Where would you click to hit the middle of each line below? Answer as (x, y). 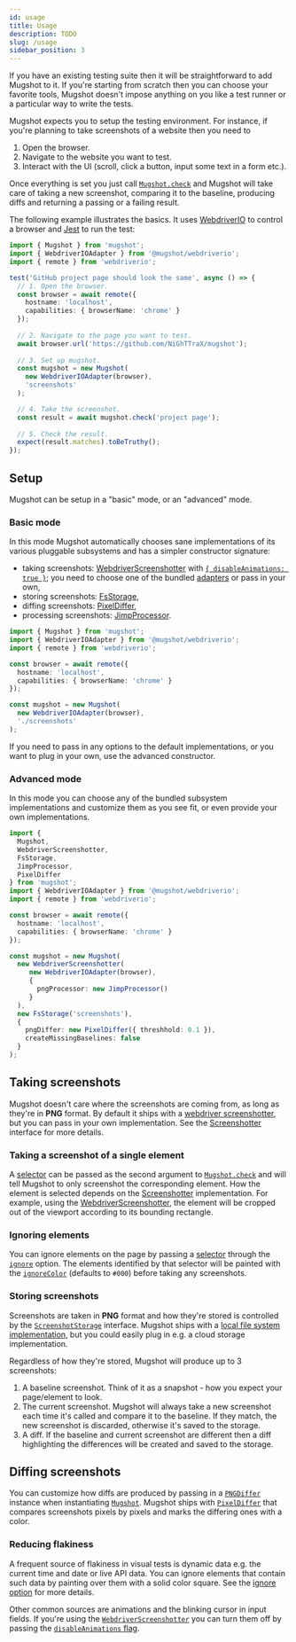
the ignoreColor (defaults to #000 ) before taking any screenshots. (128, 1273)
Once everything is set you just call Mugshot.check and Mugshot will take (141, 184)
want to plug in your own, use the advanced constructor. (112, 755)
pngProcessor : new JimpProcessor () (102, 989)
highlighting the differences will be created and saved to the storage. (148, 1444)
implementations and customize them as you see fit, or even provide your (143, 808)
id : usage (27, 17)
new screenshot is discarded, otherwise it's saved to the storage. (141, 1425)
